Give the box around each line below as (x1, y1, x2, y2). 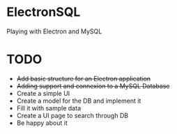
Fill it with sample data (16, 103, 82, 112)
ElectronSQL (6, 4, 81, 20)
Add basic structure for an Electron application (16, 74, 151, 83)
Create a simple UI (16, 89, 70, 97)
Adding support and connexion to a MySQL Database (16, 81, 170, 90)
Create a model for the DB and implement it (16, 97, 141, 105)
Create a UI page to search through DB (16, 111, 129, 119)
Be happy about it (16, 119, 68, 127)
